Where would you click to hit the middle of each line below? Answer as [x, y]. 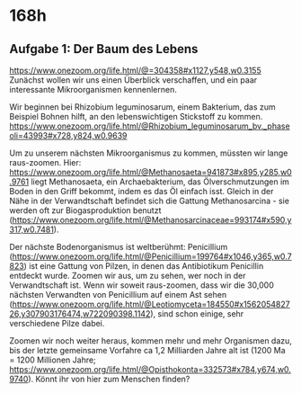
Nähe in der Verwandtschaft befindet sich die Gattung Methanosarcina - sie [150, 201]
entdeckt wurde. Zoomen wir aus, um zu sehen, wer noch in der [128, 276]
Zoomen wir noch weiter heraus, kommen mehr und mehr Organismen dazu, [150, 341]
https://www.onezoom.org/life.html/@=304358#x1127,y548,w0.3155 [136, 70]
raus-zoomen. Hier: [45, 162]
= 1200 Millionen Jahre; [53, 360]
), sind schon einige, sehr [197, 314]
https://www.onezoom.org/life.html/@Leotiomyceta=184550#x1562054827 [151, 304]
